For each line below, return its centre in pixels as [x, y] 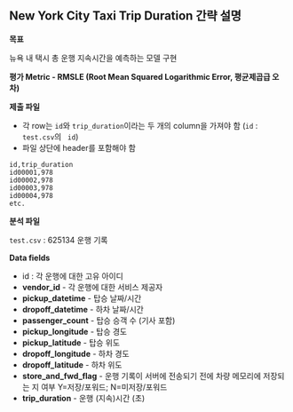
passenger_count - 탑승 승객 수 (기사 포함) [99, 320]
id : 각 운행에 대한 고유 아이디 [73, 276]
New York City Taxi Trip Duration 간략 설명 [126, 16]
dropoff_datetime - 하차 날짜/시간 [83, 309]
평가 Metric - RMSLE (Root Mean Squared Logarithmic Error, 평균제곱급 [140, 76]
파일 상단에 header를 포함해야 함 [79, 147]
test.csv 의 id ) [50, 137]
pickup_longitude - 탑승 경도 [74, 331]
